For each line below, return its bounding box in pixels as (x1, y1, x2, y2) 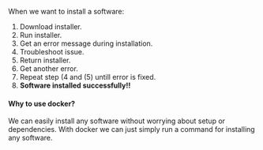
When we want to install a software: (8, 7, 125, 16)
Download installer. (19, 22, 82, 31)
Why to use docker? (8, 99, 76, 108)
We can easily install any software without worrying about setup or (8, 116, 226, 126)
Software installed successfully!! (19, 81, 131, 90)
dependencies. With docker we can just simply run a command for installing (8, 125, 255, 134)
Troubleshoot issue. (19, 47, 85, 56)
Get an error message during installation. (19, 39, 153, 48)
